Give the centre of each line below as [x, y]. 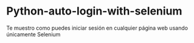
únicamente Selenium [33, 34]
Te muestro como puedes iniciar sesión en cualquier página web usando [97, 28]
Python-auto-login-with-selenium [94, 11]
